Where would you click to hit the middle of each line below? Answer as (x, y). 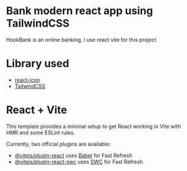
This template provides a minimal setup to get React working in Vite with (93, 126)
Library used (38, 64)
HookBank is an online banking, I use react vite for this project (81, 40)
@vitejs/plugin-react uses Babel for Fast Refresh (74, 155)
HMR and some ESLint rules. (41, 132)
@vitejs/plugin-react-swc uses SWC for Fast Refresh (79, 162)
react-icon (27, 80)
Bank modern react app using (80, 11)
